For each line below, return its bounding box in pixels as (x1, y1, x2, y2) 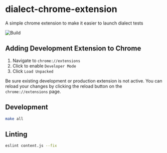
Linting (5, 130, 28, 138)
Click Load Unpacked (12, 68, 54, 74)
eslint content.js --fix (5, 143, 57, 148)
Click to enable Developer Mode (12, 62, 76, 68)
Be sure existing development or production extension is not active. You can (5, 77, 162, 83)
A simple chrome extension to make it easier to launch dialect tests (5, 20, 143, 26)
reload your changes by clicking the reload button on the (5, 83, 122, 89)
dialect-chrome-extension (5, 3, 117, 15)
